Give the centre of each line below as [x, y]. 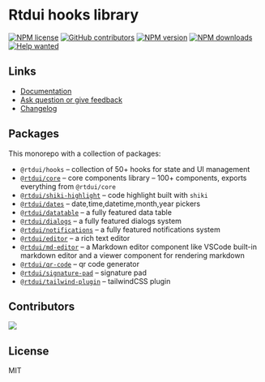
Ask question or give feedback [71, 100]
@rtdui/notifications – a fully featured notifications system [120, 230]
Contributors [42, 306]
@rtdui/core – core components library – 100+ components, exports [133, 178]
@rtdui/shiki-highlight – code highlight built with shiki [114, 195]
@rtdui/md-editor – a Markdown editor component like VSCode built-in [139, 247]
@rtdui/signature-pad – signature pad [83, 273]
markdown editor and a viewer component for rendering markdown [132, 255]
